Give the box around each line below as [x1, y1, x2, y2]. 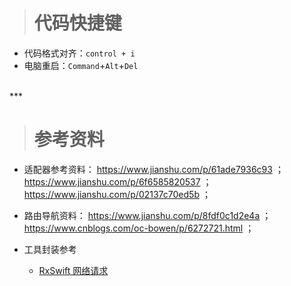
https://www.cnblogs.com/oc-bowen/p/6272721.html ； [23, 222, 255, 234]
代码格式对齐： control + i [23, 47, 136, 59]
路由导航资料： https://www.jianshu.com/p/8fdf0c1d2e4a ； [23, 209, 272, 221]
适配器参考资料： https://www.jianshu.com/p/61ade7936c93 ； [23, 163, 284, 175]
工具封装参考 [23, 243, 77, 255]
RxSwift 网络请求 [38, 264, 109, 276]
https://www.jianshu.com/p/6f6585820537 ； [23, 175, 212, 188]
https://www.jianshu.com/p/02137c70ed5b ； [23, 188, 211, 200]
